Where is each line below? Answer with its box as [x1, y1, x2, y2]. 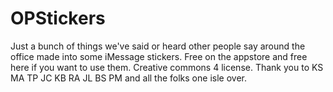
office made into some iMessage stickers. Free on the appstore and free [10, 50, 308, 62]
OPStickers [10, 7, 106, 30]
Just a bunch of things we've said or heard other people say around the [10, 40, 306, 52]
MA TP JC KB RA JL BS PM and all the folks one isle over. [10, 72, 247, 84]
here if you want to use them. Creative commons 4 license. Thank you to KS [10, 61, 324, 73]
